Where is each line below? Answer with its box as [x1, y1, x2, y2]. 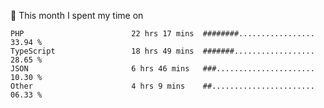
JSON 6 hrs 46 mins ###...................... [10, 64, 315, 74]
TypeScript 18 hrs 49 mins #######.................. [10, 46, 315, 56]
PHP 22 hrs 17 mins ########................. [10, 29, 315, 39]
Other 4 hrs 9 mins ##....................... [10, 81, 315, 91]
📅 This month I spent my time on [10, 10, 144, 21]
